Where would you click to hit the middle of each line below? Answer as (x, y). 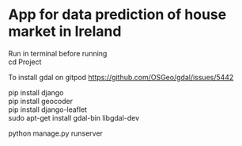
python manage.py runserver (55, 133)
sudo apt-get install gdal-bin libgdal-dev (74, 117)
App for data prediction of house (117, 15)
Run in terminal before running (58, 53)
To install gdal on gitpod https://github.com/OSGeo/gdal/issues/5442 (121, 77)
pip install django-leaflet (48, 109)
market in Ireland (65, 31)
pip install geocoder (41, 101)
